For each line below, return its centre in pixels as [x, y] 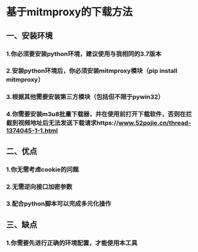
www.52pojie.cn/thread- [155, 123]
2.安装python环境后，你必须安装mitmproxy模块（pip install [92, 71]
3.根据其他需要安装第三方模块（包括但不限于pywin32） [85, 97]
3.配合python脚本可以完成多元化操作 [59, 204]
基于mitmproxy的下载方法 [70, 12]
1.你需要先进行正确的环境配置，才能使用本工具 [72, 243]
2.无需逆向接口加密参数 [39, 187]
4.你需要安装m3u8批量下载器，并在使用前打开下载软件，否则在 [96, 114]
